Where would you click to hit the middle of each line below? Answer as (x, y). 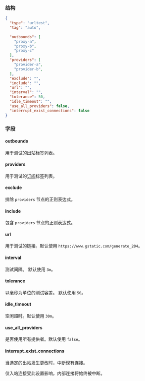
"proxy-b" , (25, 46)
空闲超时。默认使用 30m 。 (31, 316)
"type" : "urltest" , (30, 23)
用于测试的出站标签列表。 (31, 153)
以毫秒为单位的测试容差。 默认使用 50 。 (46, 292)
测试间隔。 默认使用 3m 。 (30, 269)
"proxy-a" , (25, 41)
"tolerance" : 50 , (27, 97)
